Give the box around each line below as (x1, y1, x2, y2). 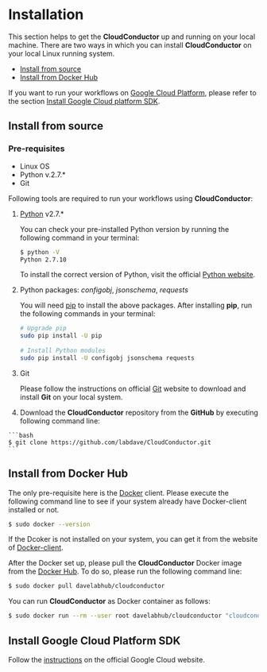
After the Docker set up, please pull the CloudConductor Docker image (8, 558, 242, 568)
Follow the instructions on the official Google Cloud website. (8, 655, 205, 664)
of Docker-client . (8, 543, 64, 553)
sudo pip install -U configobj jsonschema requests (19, 353, 195, 362)
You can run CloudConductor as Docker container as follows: (8, 597, 211, 606)
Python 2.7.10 (19, 256, 67, 264)
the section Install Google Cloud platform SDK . (8, 96, 161, 106)
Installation (8, 6, 84, 24)
